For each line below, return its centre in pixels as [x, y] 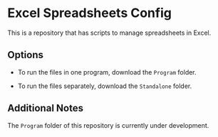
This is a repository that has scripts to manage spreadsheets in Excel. [109, 33]
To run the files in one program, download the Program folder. [107, 72]
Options [26, 55]
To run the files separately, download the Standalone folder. [105, 86]
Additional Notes [46, 108]
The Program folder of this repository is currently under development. [108, 125]
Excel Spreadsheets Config [90, 13]
